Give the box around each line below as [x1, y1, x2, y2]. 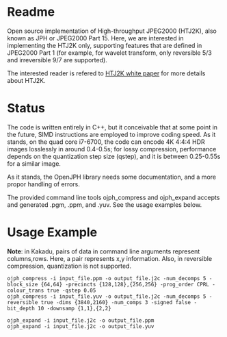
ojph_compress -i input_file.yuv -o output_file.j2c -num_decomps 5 [7, 292, 206, 300]
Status [7, 101, 46, 116]
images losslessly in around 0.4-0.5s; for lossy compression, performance [7, 145, 217, 153]
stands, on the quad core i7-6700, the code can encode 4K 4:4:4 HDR [7, 138, 205, 146]
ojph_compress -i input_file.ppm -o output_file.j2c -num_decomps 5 [7, 275, 206, 282]
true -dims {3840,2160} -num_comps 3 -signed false [40, 299, 191, 305]
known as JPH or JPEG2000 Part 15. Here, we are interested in [7, 34, 184, 42]
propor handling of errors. [7, 179, 81, 188]
